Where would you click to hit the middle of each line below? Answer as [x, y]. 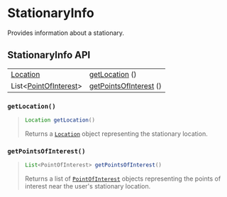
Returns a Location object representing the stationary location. [116, 134]
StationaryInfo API [49, 55]
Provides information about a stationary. [66, 33]
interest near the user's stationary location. [88, 186]
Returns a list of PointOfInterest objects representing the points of [123, 179]
